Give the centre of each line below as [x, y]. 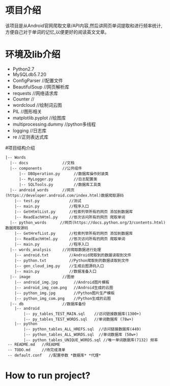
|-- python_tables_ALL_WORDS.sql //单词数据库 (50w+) [81, 334]
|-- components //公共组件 [46, 168]
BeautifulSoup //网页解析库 [41, 87]
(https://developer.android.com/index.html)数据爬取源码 [65, 195]
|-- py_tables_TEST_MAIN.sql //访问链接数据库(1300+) [82, 314]
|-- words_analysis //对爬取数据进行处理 [55, 250]
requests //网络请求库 [35, 93]
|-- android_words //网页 [42, 190]
